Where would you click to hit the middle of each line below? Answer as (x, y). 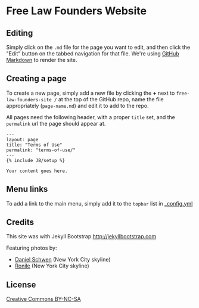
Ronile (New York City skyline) (52, 266)
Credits (20, 223)
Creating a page (36, 79)
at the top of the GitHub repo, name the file (111, 99)
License (21, 284)
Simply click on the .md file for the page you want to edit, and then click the (98, 47)
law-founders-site (29, 99)
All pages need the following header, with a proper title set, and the (91, 117)
